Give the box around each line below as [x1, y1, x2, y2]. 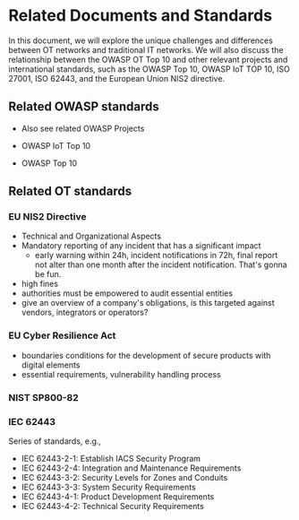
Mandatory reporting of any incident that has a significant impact [21, 240, 261, 251]
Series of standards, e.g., [8, 436, 102, 446]
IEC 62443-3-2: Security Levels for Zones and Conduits [21, 472, 228, 482]
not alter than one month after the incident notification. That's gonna [34, 259, 287, 270]
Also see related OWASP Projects [21, 123, 145, 134]
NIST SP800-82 [8, 391, 80, 403]
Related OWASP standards [8, 100, 160, 115]
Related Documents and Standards [8, 5, 273, 26]
